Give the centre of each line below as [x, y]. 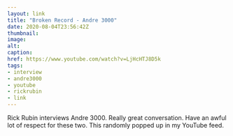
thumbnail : [23, 33]
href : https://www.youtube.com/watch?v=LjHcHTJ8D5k [84, 59]
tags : [15, 66]
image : [17, 40]
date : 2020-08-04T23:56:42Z [48, 27]
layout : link [26, 14]
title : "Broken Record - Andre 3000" [62, 20]
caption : [20, 53]
